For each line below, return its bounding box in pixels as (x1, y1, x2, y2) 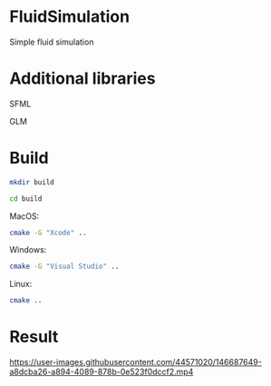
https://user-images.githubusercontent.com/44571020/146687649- (9, 357, 263, 368)
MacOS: (9, 211, 40, 222)
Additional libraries (9, 68, 156, 89)
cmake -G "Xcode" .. (9, 228, 88, 237)
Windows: (9, 244, 47, 255)
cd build (9, 193, 43, 203)
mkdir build (9, 177, 54, 187)
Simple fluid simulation (9, 36, 94, 47)
